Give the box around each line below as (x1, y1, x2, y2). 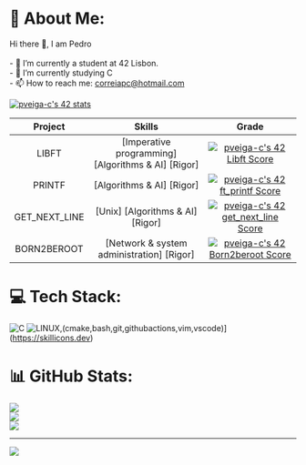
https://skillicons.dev (12, 332, 91, 343)
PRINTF (33, 178, 66, 191)
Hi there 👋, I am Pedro (9, 38, 92, 49)
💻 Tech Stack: (9, 287, 122, 308)
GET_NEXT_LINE (14, 210, 85, 223)
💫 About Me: (9, 8, 106, 29)
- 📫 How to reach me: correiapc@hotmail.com (9, 77, 185, 88)
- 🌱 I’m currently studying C (9, 67, 114, 78)
